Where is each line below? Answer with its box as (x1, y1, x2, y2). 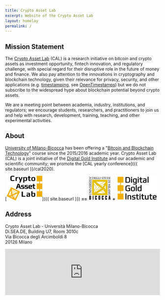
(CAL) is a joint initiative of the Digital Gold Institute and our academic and (5, 155, 155, 161)
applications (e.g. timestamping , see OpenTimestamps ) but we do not (5, 82, 146, 88)
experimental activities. (5, 117, 53, 123)
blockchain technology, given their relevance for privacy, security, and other (5, 76, 160, 82)
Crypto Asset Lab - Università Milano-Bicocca (5, 223, 98, 229)
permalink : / (5, 24, 32, 29)
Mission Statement (5, 42, 64, 51)
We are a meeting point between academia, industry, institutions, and (5, 102, 145, 108)
